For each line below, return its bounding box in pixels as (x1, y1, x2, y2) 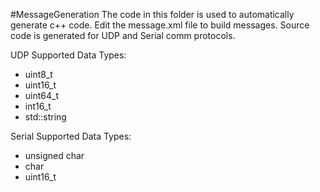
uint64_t (24, 90, 60, 101)
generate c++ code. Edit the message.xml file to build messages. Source (10, 19, 310, 31)
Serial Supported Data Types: (10, 130, 132, 142)
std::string (24, 111, 67, 123)
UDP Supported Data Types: (10, 49, 127, 61)
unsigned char (24, 150, 85, 161)
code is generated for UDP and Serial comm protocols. (10, 30, 236, 41)
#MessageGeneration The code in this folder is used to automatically (10, 9, 295, 20)
